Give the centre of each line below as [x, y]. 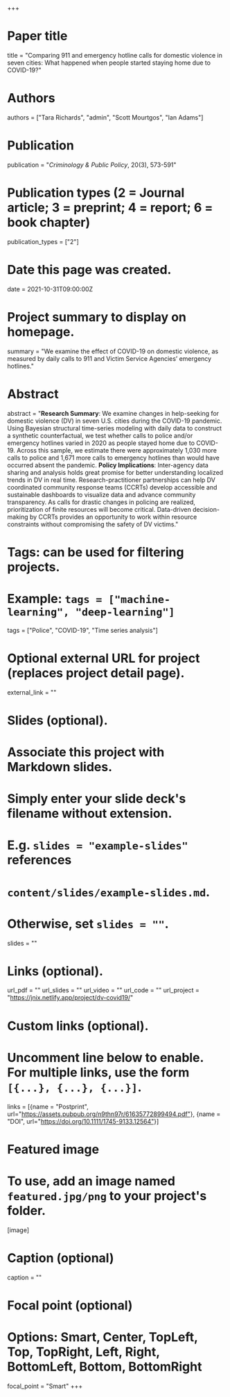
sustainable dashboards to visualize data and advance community [101, 494]
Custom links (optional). [78, 1026]
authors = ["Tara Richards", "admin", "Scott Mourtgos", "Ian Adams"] [105, 117]
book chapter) [49, 223]
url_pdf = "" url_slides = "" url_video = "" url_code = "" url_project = [103, 990]
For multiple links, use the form [98, 1072]
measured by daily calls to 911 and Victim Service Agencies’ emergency [109, 358]
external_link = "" [32, 692]
